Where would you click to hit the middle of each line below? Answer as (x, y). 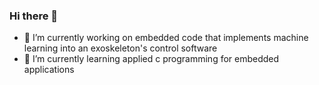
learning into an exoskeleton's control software (120, 48)
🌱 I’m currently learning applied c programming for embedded (151, 59)
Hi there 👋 (34, 16)
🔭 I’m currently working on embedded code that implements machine (166, 38)
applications (49, 70)
